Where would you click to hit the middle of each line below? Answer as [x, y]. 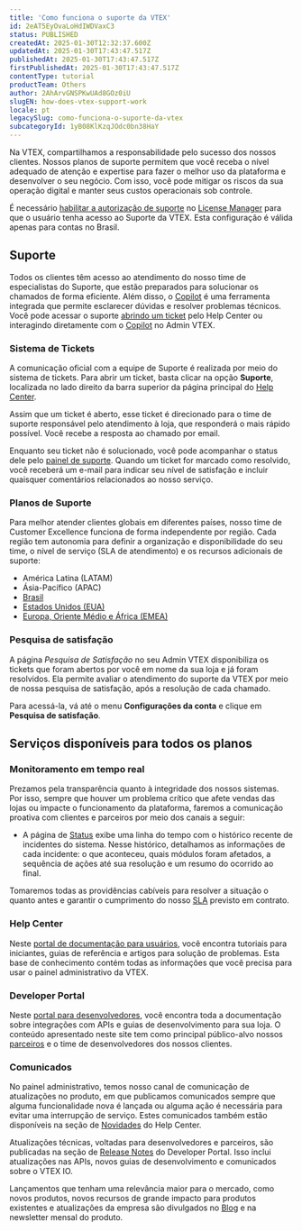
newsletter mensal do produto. [66, 1217]
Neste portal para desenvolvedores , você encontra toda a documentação [146, 1015]
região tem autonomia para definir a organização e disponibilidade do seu [146, 542]
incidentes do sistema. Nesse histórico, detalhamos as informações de [154, 844]
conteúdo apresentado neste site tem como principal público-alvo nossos [146, 1034]
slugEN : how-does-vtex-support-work [78, 101]
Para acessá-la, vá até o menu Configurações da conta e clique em [136, 706]
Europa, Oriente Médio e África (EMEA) [95, 616]
